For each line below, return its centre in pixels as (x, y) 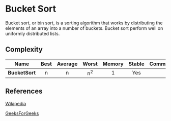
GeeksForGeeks (22, 113)
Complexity (24, 49)
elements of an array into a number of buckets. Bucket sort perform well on (84, 28)
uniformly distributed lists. (33, 33)
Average (67, 64)
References (24, 91)
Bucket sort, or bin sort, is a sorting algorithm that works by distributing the (84, 23)
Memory (113, 64)
